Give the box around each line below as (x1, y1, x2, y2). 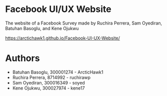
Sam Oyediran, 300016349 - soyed (12, 79, 85, 85)
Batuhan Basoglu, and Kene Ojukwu (5, 25, 79, 31)
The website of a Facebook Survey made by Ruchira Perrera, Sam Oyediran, (5, 20, 162, 26)
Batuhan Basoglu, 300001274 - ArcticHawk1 (12, 69, 103, 75)
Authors (5, 52, 40, 64)
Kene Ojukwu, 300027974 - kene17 (12, 85, 85, 91)
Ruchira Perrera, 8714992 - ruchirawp (12, 74, 91, 80)
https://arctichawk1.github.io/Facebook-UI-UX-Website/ (5, 35, 120, 41)
